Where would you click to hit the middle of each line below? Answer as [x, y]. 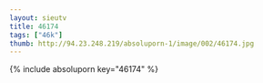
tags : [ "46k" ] [36, 35]
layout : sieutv [38, 18]
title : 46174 [34, 26]
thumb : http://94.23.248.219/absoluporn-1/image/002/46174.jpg [132, 43]
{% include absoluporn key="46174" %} [84, 69]
